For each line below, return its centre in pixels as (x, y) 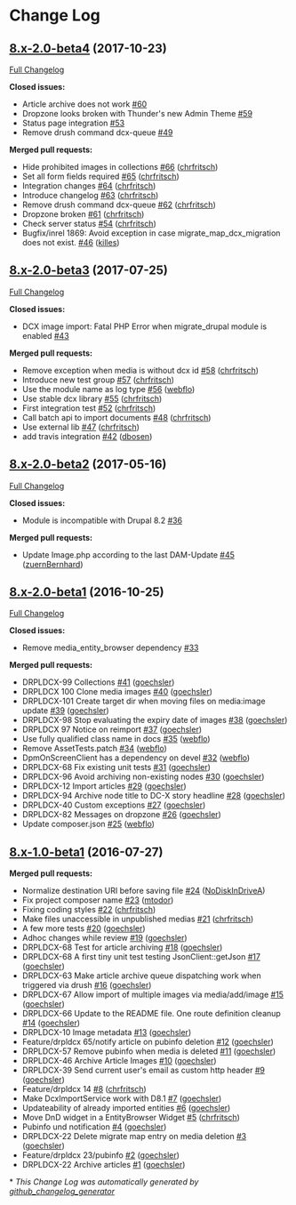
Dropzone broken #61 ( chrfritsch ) (83, 214)
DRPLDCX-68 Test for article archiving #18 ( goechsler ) (122, 947)
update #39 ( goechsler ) (65, 711)
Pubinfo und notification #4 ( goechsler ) (94, 1127)
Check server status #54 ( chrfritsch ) (89, 224)
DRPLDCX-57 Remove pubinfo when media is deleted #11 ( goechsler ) (149, 1051)
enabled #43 (45, 335)
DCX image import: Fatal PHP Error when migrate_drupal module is (144, 326)
